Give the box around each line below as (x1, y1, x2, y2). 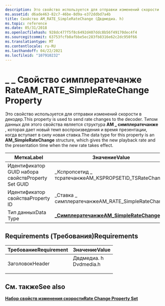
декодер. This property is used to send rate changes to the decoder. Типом (5, 116, 158, 122)
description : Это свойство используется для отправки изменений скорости (5, 7, 160, 12)
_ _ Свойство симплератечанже (5, 74, 142, 85)
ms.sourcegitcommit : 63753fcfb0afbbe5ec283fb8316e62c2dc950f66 (5, 35, 137, 40)
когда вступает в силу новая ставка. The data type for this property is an (5, 132, 155, 138)
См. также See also (5, 282, 65, 291)
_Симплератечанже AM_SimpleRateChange (55, 212, 161, 219)
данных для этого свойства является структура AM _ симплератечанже (5, 121, 159, 128)
